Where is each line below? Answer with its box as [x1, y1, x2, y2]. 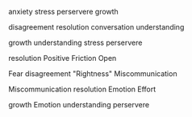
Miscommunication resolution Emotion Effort [8, 84, 157, 94]
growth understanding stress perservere [8, 38, 143, 47]
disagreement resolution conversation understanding [8, 22, 185, 31]
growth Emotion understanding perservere [8, 100, 150, 109]
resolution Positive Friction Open [8, 54, 117, 63]
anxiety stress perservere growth [8, 7, 119, 16]
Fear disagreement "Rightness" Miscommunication [8, 69, 177, 79]
